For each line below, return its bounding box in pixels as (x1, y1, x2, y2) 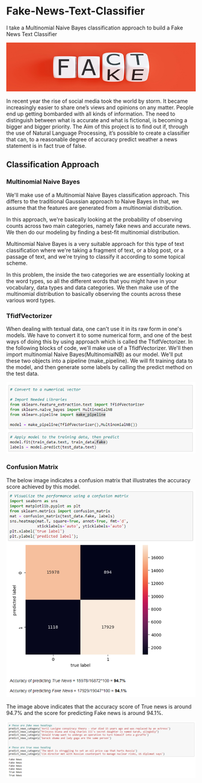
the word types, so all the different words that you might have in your (6, 277, 177, 284)
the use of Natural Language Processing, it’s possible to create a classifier (6, 129, 190, 137)
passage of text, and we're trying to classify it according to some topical (6, 253, 185, 260)
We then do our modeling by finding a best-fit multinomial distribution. (6, 229, 180, 236)
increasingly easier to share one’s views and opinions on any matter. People (6, 103, 194, 111)
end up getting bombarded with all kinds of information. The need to (6, 110, 176, 117)
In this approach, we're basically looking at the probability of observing (6, 215, 182, 223)
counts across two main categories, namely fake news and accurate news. (6, 222, 191, 229)
